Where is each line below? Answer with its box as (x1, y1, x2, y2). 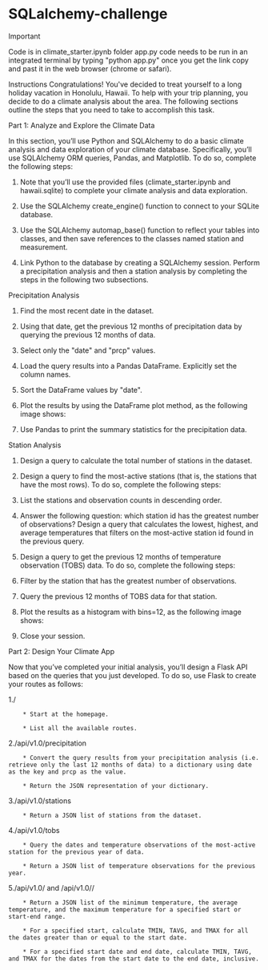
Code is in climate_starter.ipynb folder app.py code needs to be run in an (8, 46, 248, 56)
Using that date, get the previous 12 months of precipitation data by (19, 321, 242, 331)
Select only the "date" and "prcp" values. (19, 346, 156, 355)
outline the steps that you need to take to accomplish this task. (8, 105, 215, 115)
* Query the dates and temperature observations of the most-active (22, 841, 256, 849)
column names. (19, 370, 71, 379)
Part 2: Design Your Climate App (8, 646, 114, 656)
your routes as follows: (8, 679, 84, 689)
